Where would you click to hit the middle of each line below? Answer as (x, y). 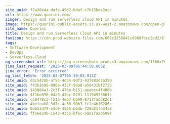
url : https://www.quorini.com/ (38, 15)
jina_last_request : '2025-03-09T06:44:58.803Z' (56, 66)
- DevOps (14, 52)
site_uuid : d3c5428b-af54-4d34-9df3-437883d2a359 (59, 80)
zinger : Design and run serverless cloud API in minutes (67, 19)
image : (12, 24)
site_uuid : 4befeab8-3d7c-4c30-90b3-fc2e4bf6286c (59, 104)
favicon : (14, 38)
